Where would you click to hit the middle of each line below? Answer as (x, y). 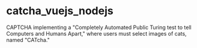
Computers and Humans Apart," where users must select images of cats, (97, 33)
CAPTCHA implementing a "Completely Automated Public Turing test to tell (99, 27)
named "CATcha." (28, 40)
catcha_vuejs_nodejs (60, 11)
